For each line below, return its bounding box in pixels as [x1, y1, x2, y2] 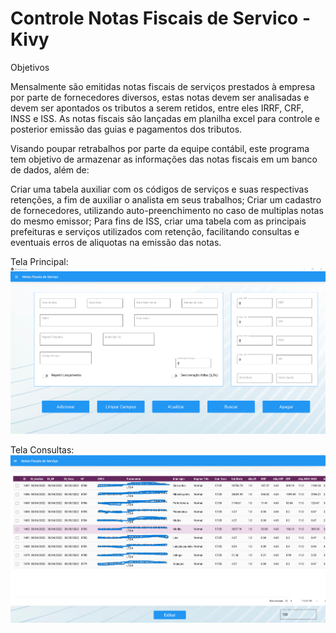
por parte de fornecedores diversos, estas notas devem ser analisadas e [10, 91, 310, 103]
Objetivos [10, 61, 50, 73]
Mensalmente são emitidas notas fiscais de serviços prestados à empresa [10, 80, 316, 92]
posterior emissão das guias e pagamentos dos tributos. [10, 123, 243, 135]
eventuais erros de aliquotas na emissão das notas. [10, 236, 222, 248]
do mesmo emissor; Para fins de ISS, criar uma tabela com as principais [10, 215, 307, 227]
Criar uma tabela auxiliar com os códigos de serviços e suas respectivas [10, 183, 309, 195]
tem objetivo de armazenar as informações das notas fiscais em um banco [10, 153, 318, 165]
